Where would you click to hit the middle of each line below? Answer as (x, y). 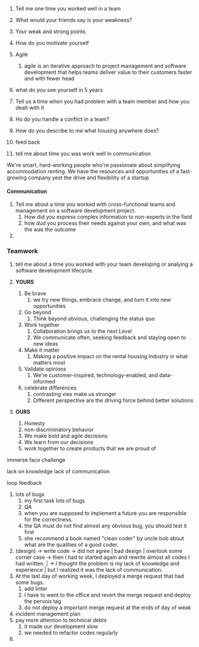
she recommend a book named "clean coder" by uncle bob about (104, 538)
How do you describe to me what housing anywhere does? (87, 131)
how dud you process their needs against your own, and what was (105, 223)
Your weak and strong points (50, 31)
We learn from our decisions (59, 442)
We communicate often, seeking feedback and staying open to (109, 337)
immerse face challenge (36, 460)
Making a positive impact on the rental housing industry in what (110, 356)
